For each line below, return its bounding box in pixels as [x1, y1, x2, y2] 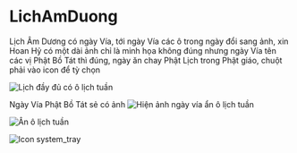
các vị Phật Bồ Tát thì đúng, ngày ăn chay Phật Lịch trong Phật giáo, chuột [9, 55, 283, 65]
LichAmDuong [9, 6, 118, 27]
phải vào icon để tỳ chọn [9, 64, 101, 75]
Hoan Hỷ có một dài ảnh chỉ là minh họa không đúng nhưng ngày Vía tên [9, 45, 277, 55]
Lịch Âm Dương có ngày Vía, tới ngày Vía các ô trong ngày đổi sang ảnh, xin [9, 36, 289, 47]
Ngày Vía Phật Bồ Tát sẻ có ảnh [9, 98, 126, 109]
